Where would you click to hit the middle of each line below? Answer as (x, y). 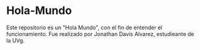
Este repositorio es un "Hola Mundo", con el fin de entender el (84, 27)
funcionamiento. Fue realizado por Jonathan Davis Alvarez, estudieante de (100, 34)
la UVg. (16, 40)
